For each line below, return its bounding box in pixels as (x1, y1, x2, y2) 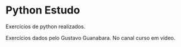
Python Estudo (5, 4, 80, 17)
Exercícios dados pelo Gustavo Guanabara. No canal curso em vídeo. (5, 34, 176, 41)
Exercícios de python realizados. (5, 23, 86, 30)
